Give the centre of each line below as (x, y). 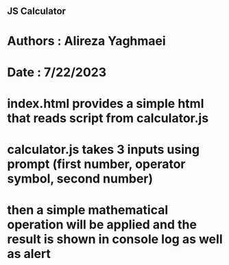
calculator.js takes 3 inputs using (104, 150)
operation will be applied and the (102, 225)
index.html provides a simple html (106, 103)
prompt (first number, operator (96, 164)
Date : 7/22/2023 (57, 72)
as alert (29, 254)
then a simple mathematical (88, 210)
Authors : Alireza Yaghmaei (86, 41)
